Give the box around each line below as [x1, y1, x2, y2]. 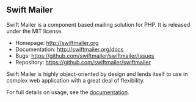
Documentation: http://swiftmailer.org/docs [15, 46, 124, 53]
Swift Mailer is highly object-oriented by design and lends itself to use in [6, 70, 188, 78]
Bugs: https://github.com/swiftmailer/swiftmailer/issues [15, 52, 154, 59]
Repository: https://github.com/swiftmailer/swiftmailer [15, 58, 151, 66]
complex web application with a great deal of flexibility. [6, 76, 145, 84]
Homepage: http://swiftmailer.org [15, 39, 99, 46]
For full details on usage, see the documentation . [6, 88, 129, 96]
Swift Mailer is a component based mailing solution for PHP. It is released [6, 21, 191, 28]
